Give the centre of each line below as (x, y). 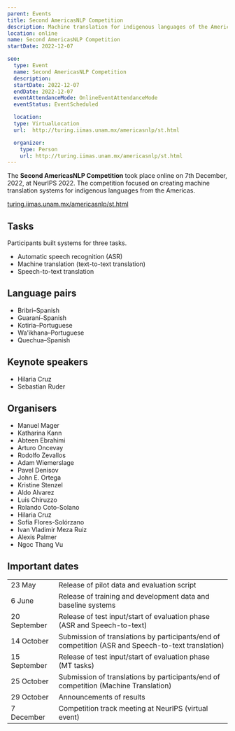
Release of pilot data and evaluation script (127, 585)
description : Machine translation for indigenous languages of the (108, 27)
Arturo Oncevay (40, 447)
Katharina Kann (40, 433)
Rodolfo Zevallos (42, 455)
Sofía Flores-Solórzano (51, 522)
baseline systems (87, 605)
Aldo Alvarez (36, 492)
